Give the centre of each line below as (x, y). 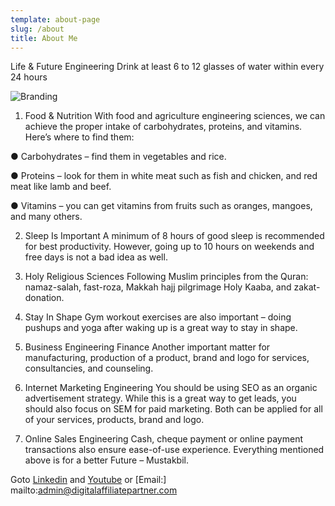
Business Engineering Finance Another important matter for (147, 347)
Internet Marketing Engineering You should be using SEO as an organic (171, 388)
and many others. (46, 217)
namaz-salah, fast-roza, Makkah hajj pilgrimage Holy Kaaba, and (158, 287)
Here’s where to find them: (79, 137)
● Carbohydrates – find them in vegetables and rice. (118, 157)
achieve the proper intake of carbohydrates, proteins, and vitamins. (163, 127)
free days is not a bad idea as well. (96, 257)
